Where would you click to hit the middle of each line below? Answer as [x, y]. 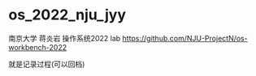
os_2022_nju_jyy [67, 15]
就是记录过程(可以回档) [47, 64]
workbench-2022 [38, 47]
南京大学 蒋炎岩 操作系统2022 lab [65, 38]
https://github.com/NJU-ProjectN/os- [185, 38]
